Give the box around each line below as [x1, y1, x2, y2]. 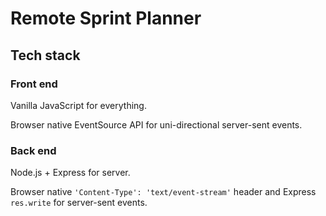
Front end [10, 77, 58, 91]
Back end [10, 143, 57, 157]
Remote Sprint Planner [10, 7, 202, 30]
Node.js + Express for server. [10, 167, 131, 179]
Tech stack [10, 47, 81, 64]
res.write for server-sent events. [10, 197, 148, 209]
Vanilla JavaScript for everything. [10, 99, 147, 111]
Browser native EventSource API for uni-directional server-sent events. [10, 118, 303, 131]
